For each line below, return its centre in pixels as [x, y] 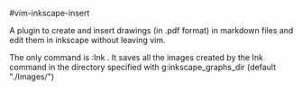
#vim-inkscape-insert [50, 13]
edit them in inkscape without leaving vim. [87, 40]
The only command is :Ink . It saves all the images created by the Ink [137, 57]
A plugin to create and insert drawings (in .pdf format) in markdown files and [151, 30]
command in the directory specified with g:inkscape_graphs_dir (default [143, 67]
